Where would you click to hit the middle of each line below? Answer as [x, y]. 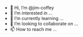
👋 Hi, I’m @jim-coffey [32, 8]
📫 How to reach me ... [33, 29]
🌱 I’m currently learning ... [37, 18]
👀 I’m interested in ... [31, 13]
